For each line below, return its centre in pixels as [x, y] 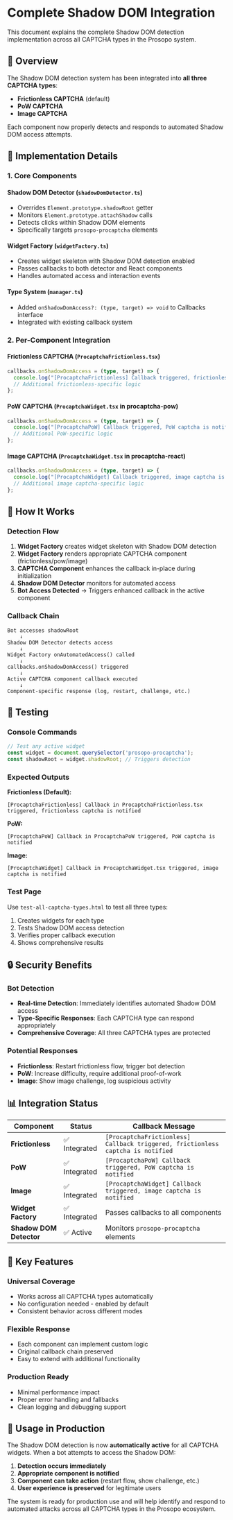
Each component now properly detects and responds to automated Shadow [115, 127]
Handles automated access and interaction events [89, 276]
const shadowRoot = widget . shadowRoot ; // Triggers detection [99, 760]
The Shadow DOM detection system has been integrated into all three [107, 78]
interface [30, 314]
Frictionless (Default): [40, 792]
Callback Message [164, 1127]
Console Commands [42, 732]
